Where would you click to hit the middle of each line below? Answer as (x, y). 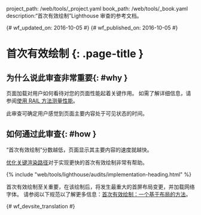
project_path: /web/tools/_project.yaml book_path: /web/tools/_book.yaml (97, 9)
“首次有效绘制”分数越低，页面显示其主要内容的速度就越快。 (79, 150)
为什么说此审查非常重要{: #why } (67, 78)
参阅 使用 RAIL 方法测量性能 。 (42, 101)
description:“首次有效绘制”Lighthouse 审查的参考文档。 (74, 16)
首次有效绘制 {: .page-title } (75, 54)
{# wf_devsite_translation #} (41, 206)
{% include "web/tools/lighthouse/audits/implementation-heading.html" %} (99, 174)
